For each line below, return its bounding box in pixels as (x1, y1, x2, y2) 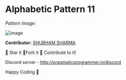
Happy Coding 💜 (5, 69, 39, 75)
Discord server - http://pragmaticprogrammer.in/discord (5, 59, 121, 65)
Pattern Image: (5, 20, 36, 26)
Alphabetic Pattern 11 (5, 4, 95, 15)
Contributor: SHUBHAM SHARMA (5, 39, 76, 46)
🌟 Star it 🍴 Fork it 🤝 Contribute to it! (5, 49, 76, 55)
